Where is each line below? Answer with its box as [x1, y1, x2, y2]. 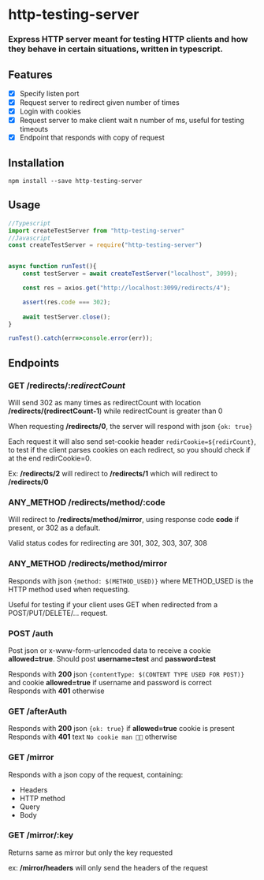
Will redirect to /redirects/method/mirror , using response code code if [8, 515, 240, 524]
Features [8, 68, 53, 81]
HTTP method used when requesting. [8, 584, 130, 594]
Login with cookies [19, 106, 81, 116]
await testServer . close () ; [22, 313, 111, 321]
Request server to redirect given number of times [19, 97, 180, 107]
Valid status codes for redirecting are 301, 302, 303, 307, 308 [8, 539, 207, 548]
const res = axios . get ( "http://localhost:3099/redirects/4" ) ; [22, 284, 231, 293]
